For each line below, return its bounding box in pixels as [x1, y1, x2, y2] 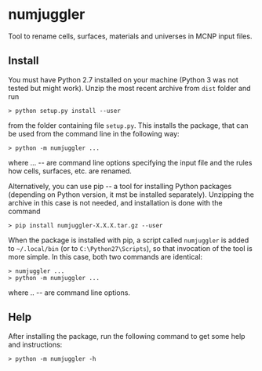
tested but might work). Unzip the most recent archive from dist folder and [8, 83, 251, 93]
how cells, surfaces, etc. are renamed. [8, 166, 132, 176]
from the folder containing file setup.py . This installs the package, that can [8, 120, 249, 130]
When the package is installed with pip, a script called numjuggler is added [8, 235, 249, 245]
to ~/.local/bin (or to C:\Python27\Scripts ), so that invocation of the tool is [8, 243, 253, 253]
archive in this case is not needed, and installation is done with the [8, 198, 223, 207]
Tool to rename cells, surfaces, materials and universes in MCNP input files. [8, 31, 253, 41]
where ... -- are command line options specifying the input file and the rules [8, 158, 253, 167]
